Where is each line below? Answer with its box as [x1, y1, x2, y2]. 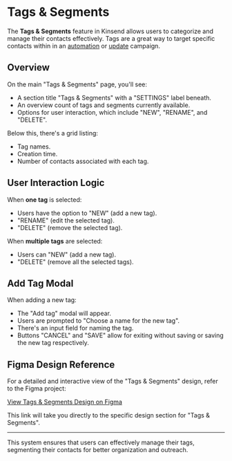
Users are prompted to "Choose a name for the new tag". [17, 317, 180, 325]
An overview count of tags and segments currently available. [17, 101, 191, 109]
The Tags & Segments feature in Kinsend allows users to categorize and [7, 27, 214, 35]
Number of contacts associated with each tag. [17, 157, 149, 165]
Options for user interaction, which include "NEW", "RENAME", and [17, 108, 208, 116]
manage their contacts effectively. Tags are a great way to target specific [7, 34, 215, 42]
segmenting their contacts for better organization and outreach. [7, 446, 188, 454]
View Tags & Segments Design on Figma [7, 398, 123, 406]
